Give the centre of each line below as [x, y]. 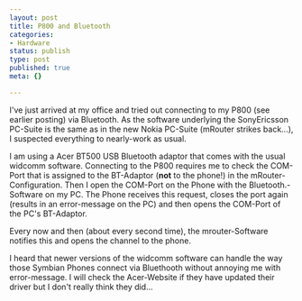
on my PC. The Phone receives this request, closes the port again [166, 194]
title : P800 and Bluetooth [60, 26]
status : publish [40, 51]
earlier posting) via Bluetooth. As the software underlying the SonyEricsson [149, 119]
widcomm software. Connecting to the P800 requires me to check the [139, 165]
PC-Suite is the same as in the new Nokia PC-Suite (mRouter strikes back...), [151, 129]
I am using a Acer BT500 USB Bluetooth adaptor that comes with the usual [147, 156]
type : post [30, 59]
